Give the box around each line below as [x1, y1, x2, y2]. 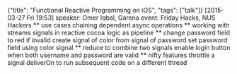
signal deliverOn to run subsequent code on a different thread [7, 58, 187, 66]
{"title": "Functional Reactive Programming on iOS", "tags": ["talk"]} [7, 6, 204, 14]
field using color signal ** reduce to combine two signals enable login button [7, 44, 231, 51]
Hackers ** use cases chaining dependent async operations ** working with [7, 21, 230, 29]
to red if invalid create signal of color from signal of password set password [7, 36, 228, 44]
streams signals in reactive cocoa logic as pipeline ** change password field [7, 28, 231, 37]
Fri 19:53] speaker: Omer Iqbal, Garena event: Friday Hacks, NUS [26, 13, 216, 22]
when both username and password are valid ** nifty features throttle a [7, 51, 215, 59]
